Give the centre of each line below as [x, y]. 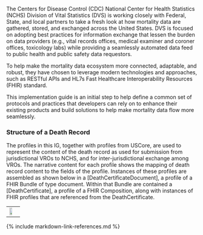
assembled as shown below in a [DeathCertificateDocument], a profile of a [99, 178]
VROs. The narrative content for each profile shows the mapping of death [98, 165]
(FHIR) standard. [27, 85]
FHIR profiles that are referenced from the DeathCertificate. [81, 197]
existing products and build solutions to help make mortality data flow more [100, 110]
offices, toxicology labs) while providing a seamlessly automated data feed [99, 47]
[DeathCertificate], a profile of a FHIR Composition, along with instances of [100, 191]
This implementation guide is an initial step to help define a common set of [99, 97]
